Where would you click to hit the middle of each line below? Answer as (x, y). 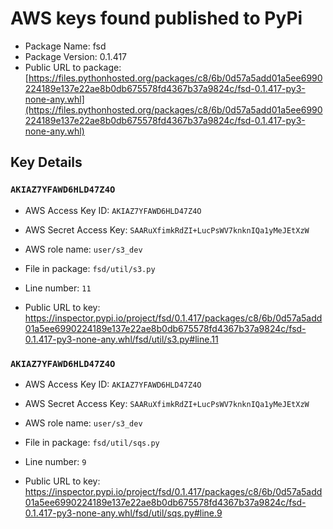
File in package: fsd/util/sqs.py (92, 442)
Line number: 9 (55, 461)
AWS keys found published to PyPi (156, 18)
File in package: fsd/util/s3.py (90, 268)
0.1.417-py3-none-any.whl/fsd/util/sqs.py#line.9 (123, 513)
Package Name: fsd (65, 46)
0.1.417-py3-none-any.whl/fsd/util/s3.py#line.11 (121, 339)
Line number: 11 (58, 288)
